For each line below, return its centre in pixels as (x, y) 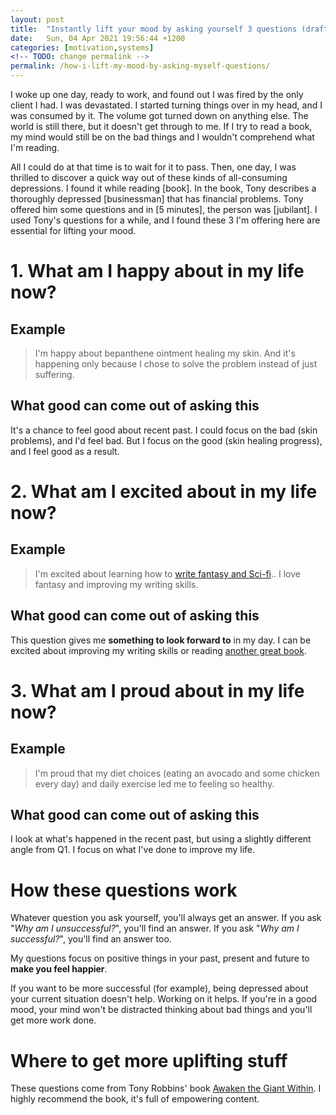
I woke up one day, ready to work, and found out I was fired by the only (157, 94)
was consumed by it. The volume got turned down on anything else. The (159, 115)
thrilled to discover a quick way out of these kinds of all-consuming (149, 177)
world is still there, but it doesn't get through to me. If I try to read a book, (161, 126)
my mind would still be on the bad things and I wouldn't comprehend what (162, 137)
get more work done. (53, 1020)
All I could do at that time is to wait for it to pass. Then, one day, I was (153, 167)
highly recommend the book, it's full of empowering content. (135, 1099)
